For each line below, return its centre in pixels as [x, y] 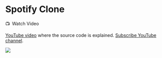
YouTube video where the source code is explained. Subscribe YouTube [81, 35]
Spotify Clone [35, 9]
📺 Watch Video [22, 23]
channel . [15, 40]
